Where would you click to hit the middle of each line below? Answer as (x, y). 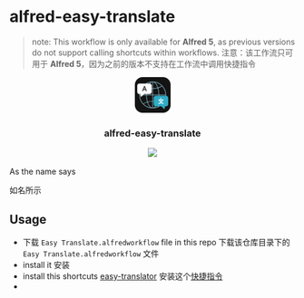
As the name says (43, 172)
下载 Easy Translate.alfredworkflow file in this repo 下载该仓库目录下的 (156, 243)
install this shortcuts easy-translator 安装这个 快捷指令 (123, 276)
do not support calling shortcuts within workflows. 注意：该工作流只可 (162, 53)
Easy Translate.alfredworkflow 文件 (91, 254)
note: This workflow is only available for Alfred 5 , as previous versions (163, 42)
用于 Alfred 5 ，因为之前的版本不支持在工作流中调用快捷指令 (144, 63)
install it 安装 (46, 265)
